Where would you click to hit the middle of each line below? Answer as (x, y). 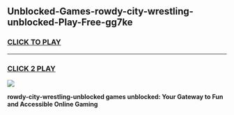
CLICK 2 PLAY (31, 68)
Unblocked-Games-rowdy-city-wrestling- (100, 11)
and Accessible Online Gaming (53, 104)
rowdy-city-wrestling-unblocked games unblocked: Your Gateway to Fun (115, 96)
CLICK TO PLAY (34, 43)
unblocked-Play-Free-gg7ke (70, 23)
